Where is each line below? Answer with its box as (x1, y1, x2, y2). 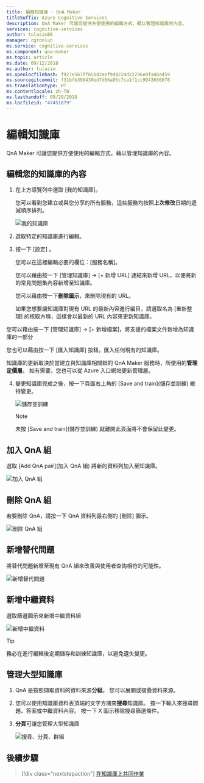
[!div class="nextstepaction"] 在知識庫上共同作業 (21, 770, 144, 778)
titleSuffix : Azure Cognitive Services (6, 15, 108, 21)
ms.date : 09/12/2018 (6, 60, 59, 66)
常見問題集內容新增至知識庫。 (20, 279, 96, 287)
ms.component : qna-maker (6, 49, 69, 55)
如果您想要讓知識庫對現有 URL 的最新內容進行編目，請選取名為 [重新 (15, 305, 188, 312)
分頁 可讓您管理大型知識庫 (15, 720, 80, 727)
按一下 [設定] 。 (15, 245, 55, 253)
